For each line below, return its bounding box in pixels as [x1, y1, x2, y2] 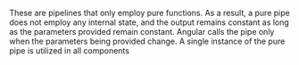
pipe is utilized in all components [9, 45, 129, 56]
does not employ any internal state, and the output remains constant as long [9, 17, 290, 28]
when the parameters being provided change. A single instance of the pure [9, 36, 286, 46]
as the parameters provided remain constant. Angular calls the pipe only [9, 27, 275, 37]
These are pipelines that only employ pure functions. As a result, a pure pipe [9, 8, 290, 18]
